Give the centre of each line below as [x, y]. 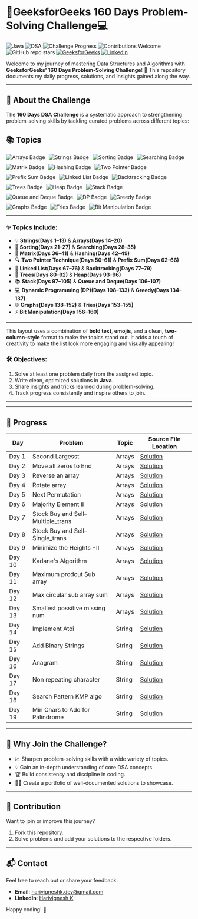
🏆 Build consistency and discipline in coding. [70, 774]
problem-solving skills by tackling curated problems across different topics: [98, 121]
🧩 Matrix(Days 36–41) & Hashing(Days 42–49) [72, 253]
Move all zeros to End [62, 466]
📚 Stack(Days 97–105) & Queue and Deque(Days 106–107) [88, 281]
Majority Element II [58, 504]
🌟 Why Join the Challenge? [57, 744]
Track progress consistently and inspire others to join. [80, 393]
